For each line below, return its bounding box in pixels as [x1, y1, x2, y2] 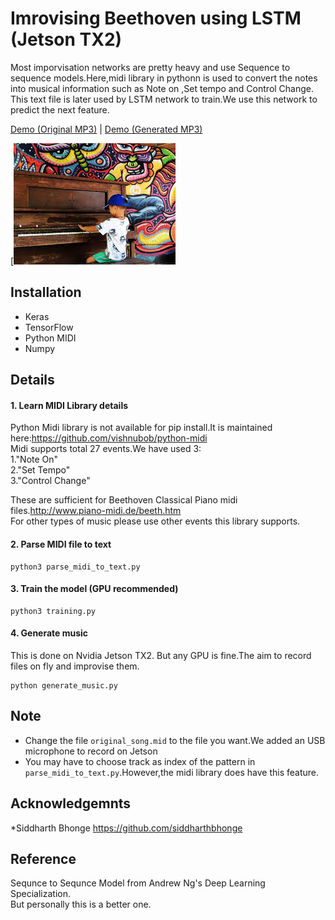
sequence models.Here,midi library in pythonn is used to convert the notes [10, 72, 318, 84]
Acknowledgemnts [10, 795, 132, 812]
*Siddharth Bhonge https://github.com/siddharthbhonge [10, 822, 243, 834]
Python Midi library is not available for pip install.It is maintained [10, 422, 273, 434]
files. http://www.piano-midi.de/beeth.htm [10, 505, 182, 517]
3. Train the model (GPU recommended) [10, 583, 179, 595]
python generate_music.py [10, 680, 118, 691]
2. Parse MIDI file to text [10, 538, 112, 550]
